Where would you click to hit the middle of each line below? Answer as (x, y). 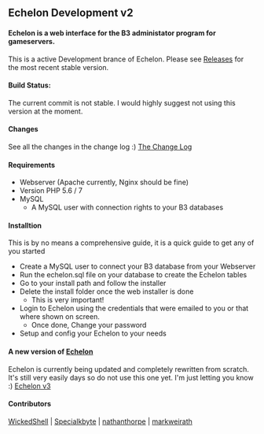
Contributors (30, 404)
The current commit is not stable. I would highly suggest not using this (122, 102)
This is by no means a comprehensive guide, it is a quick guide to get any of (131, 243)
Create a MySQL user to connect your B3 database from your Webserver (137, 266)
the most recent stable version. (59, 67)
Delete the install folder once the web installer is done (106, 291)
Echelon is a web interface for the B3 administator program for (112, 33)
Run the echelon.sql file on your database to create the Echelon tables (133, 275)
